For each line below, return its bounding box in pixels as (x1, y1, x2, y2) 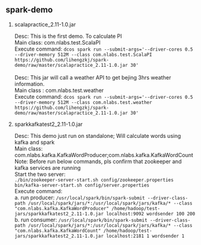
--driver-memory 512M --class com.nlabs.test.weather (14, 99, 152, 105)
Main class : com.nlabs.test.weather (14, 87, 104, 94)
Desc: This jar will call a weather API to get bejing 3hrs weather (14, 73, 172, 81)
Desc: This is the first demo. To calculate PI (14, 33, 122, 40)
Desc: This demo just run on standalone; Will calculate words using (14, 132, 181, 139)
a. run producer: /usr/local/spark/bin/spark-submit (14, 194, 145, 201)
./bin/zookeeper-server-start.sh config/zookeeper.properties (14, 177, 174, 183)
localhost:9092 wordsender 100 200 (106, 211, 196, 217)
